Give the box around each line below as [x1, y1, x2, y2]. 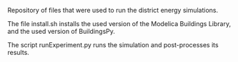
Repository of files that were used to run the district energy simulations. [7, 6, 219, 14]
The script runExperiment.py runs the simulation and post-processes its [7, 41, 219, 49]
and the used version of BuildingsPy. [7, 27, 116, 35]
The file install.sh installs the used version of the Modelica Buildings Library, [7, 20, 231, 27]
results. [7, 49, 30, 56]
